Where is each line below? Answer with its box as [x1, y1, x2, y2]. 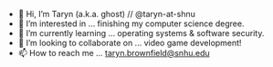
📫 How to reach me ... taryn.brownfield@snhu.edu [17, 48, 210, 58]
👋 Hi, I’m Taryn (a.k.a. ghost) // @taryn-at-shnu [17, 9, 196, 19]
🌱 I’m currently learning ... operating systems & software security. [17, 28, 265, 38]
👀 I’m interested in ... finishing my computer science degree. [17, 18, 245, 29]
